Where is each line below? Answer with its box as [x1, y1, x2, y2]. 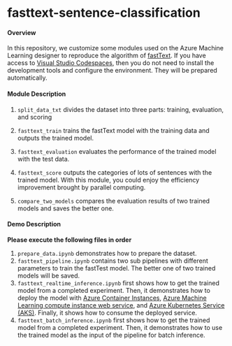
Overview [7, 28, 36, 36]
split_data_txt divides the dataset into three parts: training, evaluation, [17, 105, 224, 113]
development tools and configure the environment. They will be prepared [7, 66, 218, 75]
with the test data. [17, 154, 70, 163]
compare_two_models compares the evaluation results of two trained [17, 196, 210, 205]
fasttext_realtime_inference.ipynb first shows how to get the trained [17, 278, 220, 287]
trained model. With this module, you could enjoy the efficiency [17, 175, 200, 184]
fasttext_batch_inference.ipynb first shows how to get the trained [17, 316, 210, 324]
